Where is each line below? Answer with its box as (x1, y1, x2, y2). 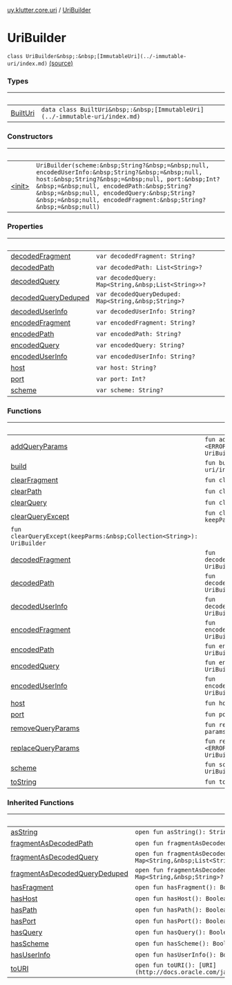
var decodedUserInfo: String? (96, 307, 195, 315)
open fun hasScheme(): (135, 940, 210, 948)
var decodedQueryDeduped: (96, 290, 182, 298)
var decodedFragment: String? (96, 252, 195, 260)
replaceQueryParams (10, 744, 80, 753)
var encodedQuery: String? (96, 341, 185, 349)
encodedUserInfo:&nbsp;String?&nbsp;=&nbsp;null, (36, 168, 202, 176)
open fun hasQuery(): (135, 928, 206, 937)
